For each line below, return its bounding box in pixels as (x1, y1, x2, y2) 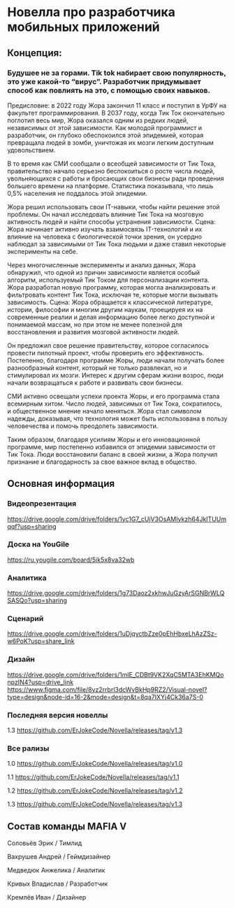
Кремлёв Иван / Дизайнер (7, 893, 87, 902)
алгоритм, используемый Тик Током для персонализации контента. (7, 276, 210, 284)
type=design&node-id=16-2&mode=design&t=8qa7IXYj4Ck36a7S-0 (7, 693, 204, 701)
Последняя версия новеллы (7, 710, 108, 720)
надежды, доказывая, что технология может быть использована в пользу (7, 414, 228, 423)
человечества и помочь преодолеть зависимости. (7, 421, 159, 430)
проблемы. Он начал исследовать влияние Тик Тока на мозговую (7, 210, 204, 218)
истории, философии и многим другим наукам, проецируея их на (7, 305, 203, 313)
